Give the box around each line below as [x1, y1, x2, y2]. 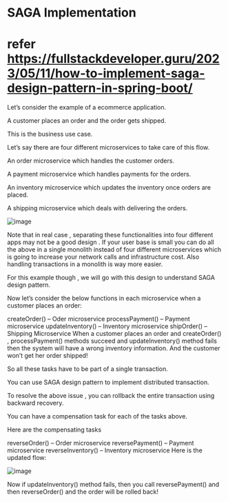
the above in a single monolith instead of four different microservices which [7, 245, 222, 254]
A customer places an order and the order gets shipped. [7, 117, 167, 125]
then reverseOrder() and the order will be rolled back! [7, 488, 159, 496]
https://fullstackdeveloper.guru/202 [7, 51, 220, 67]
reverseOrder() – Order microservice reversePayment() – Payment [7, 439, 194, 448]
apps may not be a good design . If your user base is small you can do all [7, 238, 215, 246]
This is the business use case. [7, 130, 93, 139]
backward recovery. [7, 399, 64, 408]
